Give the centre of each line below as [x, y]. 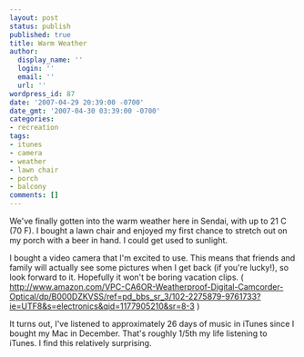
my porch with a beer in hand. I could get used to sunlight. [119, 240]
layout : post [34, 18]
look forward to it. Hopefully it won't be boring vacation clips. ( [127, 277]
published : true [40, 35]
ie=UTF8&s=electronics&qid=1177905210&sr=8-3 [102, 306]
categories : [32, 119]
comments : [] [34, 195]
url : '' [32, 85]
